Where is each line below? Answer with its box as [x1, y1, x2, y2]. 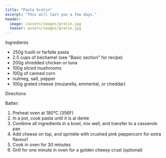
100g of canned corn [12, 70, 56, 76]
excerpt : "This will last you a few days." [5, 12, 97, 17]
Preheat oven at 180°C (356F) [12, 110, 74, 116]
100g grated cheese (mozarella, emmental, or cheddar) [12, 81, 126, 87]
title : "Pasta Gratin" [5, 7, 52, 12]
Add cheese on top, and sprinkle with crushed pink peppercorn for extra [12, 131, 161, 137]
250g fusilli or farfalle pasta [12, 49, 69, 55]
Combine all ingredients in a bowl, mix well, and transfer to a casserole [12, 121, 158, 127]
